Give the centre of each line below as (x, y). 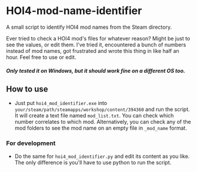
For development (31, 143)
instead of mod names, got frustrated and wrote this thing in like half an (93, 50)
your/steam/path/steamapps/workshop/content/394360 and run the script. (102, 109)
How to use (27, 89)
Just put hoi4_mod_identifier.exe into (61, 103)
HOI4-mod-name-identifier (74, 11)
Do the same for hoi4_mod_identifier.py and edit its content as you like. (102, 156)
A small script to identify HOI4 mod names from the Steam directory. (89, 27)
